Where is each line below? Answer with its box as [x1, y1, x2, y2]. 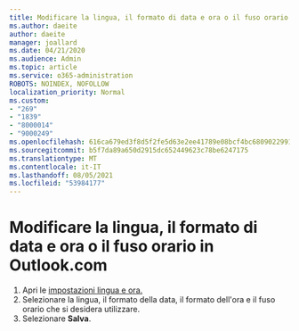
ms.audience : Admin [9, 54, 82, 63]
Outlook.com [9, 255, 109, 276]
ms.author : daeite [9, 21, 77, 30]
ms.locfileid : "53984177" [9, 179, 105, 188]
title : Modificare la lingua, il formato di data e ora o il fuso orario [9, 12, 289, 22]
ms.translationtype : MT [9, 153, 98, 163]
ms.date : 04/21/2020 [9, 46, 86, 55]
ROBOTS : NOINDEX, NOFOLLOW [9, 79, 109, 88]
